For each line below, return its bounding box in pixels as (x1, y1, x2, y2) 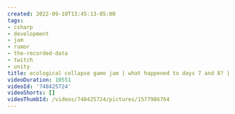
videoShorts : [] (7, 89, 55, 96)
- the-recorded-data (7, 50, 69, 57)
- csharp (7, 23, 33, 30)
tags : (7, 17, 23, 24)
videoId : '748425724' (7, 83, 72, 90)
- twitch (7, 57, 33, 64)
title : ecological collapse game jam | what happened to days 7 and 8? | (7, 69, 231, 76)
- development (7, 30, 50, 38)
